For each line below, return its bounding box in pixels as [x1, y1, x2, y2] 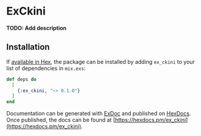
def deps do [6, 76, 37, 83]
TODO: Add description [6, 24, 67, 32]
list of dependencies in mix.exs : [6, 64, 86, 72]
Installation [6, 42, 50, 52]
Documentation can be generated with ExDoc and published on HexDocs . [6, 110, 191, 117]
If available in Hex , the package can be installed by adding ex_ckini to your [6, 58, 195, 65]
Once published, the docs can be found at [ [6, 117, 116, 124]
